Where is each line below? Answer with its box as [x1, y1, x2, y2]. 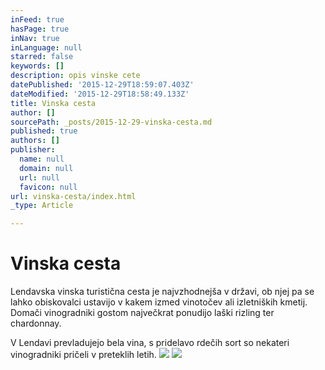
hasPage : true [10, 24, 70, 34]
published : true [10, 126, 78, 136]
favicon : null [19, 182, 78, 192]
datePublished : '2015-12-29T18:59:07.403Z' [10, 80, 195, 90]
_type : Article [10, 201, 74, 211]
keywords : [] [10, 61, 65, 71]
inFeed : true [10, 14, 65, 25]
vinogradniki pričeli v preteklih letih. [10, 349, 157, 361]
